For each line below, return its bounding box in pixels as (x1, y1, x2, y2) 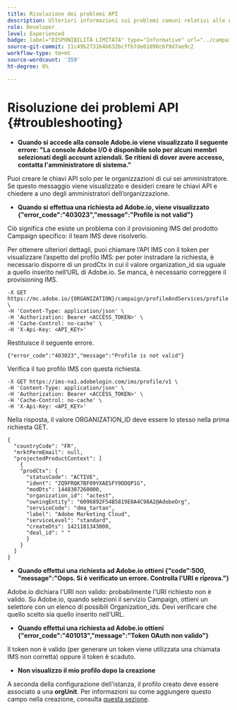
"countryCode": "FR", (13, 442, 78, 449)
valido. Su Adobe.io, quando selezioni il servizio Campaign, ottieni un (7, 595, 208, 603)
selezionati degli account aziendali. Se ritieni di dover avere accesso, (17, 153, 224, 161)
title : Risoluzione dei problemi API (7, 10, 119, 18)
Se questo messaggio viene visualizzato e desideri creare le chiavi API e (7, 182, 217, 190)
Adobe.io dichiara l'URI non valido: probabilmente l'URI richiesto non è (7, 587, 212, 596)
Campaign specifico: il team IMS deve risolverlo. (7, 231, 148, 240)
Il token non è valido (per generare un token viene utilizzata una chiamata (7, 644, 221, 653)
